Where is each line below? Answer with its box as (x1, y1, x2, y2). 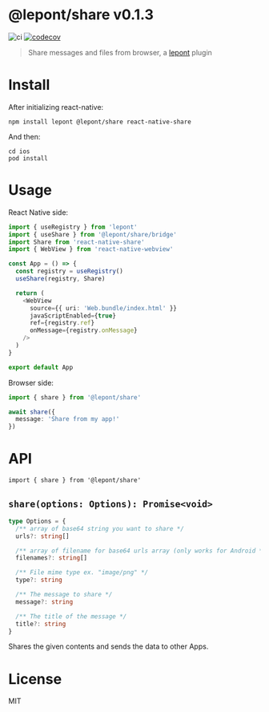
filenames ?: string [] (15, 554, 88, 562)
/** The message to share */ (15, 591, 113, 599)
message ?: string (15, 597, 74, 606)
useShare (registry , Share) (15, 275, 106, 283)
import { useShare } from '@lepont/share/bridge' (8, 230, 178, 238)
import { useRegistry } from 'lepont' (8, 223, 138, 231)
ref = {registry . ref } (29, 319, 94, 327)
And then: (8, 131, 41, 141)
